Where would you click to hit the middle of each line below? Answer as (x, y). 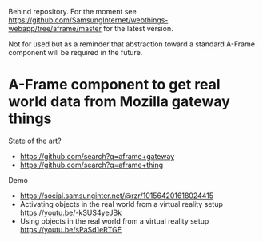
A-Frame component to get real (115, 85)
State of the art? (35, 141)
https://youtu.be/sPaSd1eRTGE (71, 229)
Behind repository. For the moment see (73, 12)
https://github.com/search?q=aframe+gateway (97, 156)
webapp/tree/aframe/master (55, 28)
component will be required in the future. (76, 52)
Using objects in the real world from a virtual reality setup (114, 221)
